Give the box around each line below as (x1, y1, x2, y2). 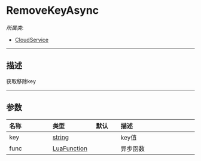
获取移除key (6, 77, 36, 84)
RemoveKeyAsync (6, 4, 99, 17)
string (53, 133, 69, 141)
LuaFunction (53, 144, 88, 153)
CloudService (14, 36, 49, 43)
